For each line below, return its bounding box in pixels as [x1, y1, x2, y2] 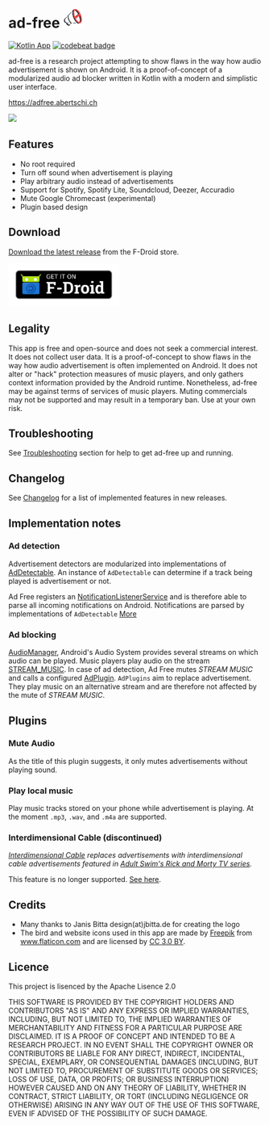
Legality [8, 322, 51, 336]
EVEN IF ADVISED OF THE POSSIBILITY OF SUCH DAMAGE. [8, 1109, 208, 1119]
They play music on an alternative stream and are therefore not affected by [8, 682, 258, 691]
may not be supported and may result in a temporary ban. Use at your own [8, 395, 256, 405]
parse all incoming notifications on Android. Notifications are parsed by [8, 600, 245, 610]
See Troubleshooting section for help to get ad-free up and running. [8, 448, 234, 458]
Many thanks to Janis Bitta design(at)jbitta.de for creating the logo [19, 920, 240, 930]
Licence [8, 960, 50, 974]
